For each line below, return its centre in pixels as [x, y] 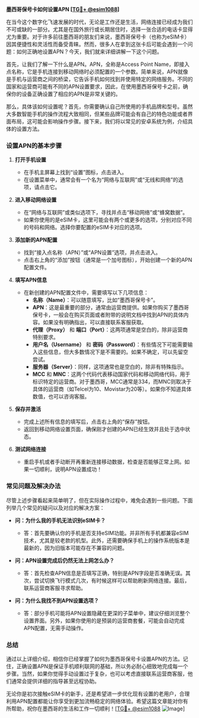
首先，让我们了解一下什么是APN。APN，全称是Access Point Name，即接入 [98, 64]
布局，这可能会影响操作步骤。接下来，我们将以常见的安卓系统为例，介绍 [99, 121]
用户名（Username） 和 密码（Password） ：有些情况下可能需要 [110, 344]
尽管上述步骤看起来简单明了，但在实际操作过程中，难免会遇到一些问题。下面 [99, 500]
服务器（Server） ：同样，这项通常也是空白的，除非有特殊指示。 [110, 367]
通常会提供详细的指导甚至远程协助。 [55, 681]
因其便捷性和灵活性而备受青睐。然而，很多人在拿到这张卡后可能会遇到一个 [97, 44]
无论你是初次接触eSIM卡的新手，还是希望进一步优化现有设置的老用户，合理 [98, 694]
